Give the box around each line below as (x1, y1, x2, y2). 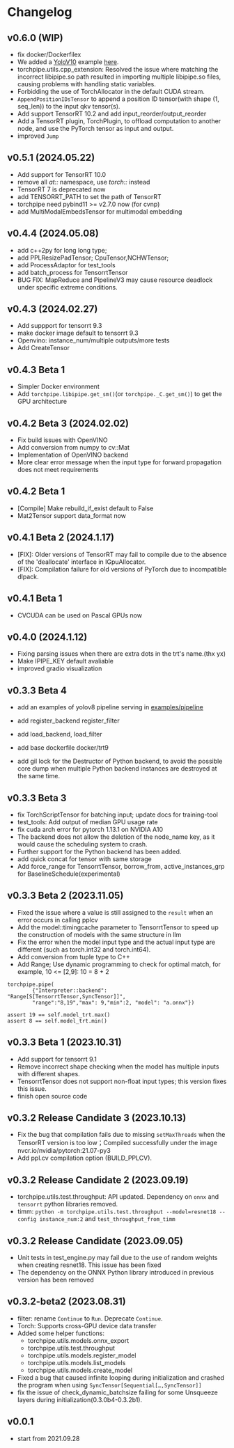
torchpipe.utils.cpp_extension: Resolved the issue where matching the (17, 65, 219, 73)
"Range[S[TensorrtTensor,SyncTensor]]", (7, 993, 127, 1000)
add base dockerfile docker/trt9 (17, 743, 109, 752)
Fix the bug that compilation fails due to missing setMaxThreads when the (17, 1131, 226, 1139)
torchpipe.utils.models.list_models (27, 1358, 126, 1367)
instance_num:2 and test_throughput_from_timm (39, 1215, 175, 1223)
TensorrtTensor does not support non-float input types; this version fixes (17, 1077, 227, 1085)
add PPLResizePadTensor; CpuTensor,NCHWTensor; (17, 253, 169, 262)
